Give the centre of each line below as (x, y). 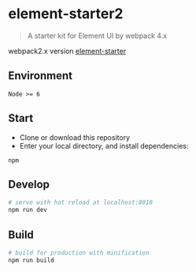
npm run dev (28, 210)
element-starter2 (66, 14)
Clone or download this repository (75, 137)
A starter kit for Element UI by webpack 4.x (97, 36)
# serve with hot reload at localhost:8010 (81, 202)
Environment (41, 76)
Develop (29, 184)
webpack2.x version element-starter (67, 51)
